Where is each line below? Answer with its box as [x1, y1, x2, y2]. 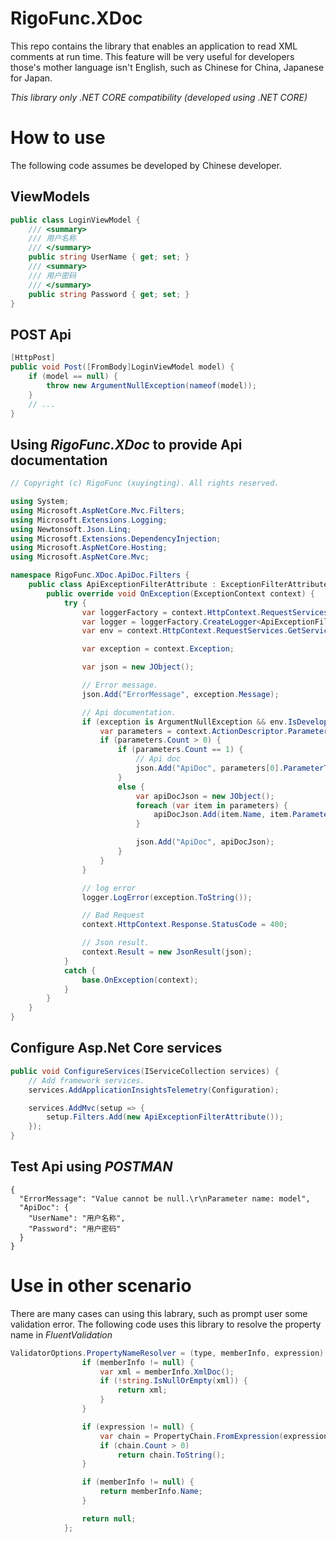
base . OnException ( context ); [81, 975, 199, 985]
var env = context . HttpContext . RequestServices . [81, 626, 288, 636]
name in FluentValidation [10, 1328, 113, 1341]
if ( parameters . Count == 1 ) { [117, 745, 244, 755]
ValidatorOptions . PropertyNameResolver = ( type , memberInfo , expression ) [10, 1348, 325, 1358]
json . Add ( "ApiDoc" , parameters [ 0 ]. [135, 763, 284, 774]
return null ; [81, 1513, 137, 1524]
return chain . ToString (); [117, 1450, 226, 1460]
